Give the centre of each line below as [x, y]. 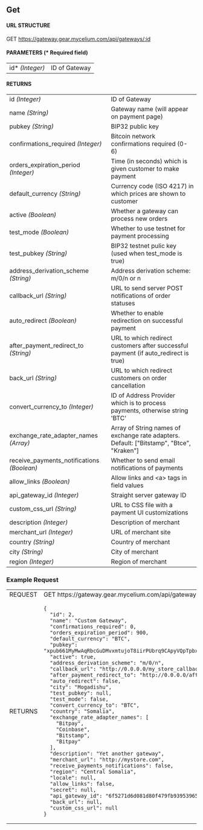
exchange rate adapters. [145, 436]
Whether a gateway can [144, 211]
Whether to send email [143, 460]
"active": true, [73, 657]
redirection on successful [147, 321]
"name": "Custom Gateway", [89, 621]
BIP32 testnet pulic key [144, 246]
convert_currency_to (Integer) [51, 407]
